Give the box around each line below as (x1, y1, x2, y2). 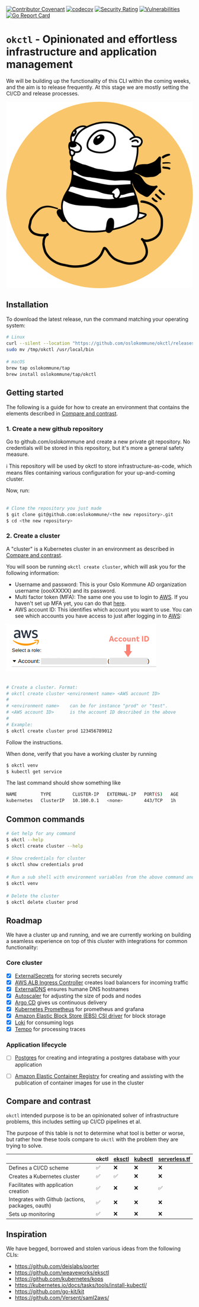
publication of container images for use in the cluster (14, 1079, 144, 1086)
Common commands (6, 814, 85, 824)
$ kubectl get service (6, 768, 62, 775)
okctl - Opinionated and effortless (6, 33, 178, 46)
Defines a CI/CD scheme (8, 1164, 69, 1171)
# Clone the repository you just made (6, 505, 102, 511)
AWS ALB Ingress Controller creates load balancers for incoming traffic (14, 978, 188, 986)
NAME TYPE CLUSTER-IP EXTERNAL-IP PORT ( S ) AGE (6, 791, 179, 797)
